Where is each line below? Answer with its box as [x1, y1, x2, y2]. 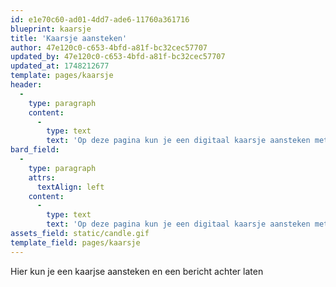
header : [10, 80, 43, 90]
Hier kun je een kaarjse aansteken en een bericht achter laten [10, 265, 264, 277]
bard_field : [10, 145, 60, 155]
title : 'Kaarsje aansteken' [10, 33, 128, 43]
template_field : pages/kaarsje [10, 237, 141, 248]
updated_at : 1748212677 [10, 61, 110, 71]
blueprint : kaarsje [10, 24, 92, 34]
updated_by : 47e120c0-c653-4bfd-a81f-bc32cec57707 [10, 52, 226, 62]
